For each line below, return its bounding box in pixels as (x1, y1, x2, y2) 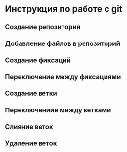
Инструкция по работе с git (5, 3, 123, 15)
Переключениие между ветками (5, 106, 111, 114)
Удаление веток (5, 139, 57, 148)
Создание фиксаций (5, 56, 71, 65)
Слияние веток (5, 122, 53, 130)
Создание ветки (5, 89, 57, 98)
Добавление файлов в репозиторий (5, 39, 121, 47)
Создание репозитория (5, 23, 81, 31)
